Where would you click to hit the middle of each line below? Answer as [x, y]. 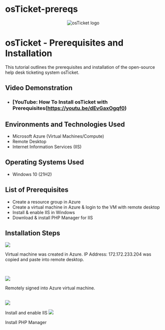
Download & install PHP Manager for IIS [53, 218]
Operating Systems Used [45, 162]
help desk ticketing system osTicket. [42, 72]
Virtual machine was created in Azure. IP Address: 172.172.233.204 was [78, 254]
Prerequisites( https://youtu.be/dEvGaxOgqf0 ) [69, 109]
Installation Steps [33, 233]
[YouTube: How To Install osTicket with [60, 102]
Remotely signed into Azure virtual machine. [50, 288]
